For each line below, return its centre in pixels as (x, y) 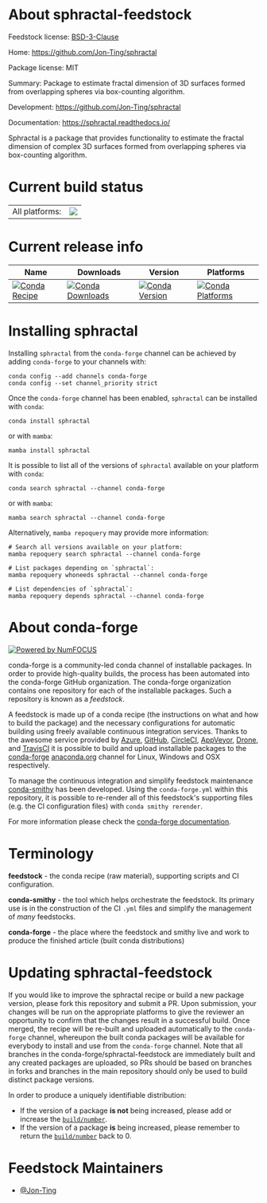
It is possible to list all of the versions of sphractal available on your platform (133, 465)
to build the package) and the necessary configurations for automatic (122, 722)
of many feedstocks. (42, 916)
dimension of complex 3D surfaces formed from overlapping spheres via (127, 146)
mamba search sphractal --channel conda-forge (87, 517)
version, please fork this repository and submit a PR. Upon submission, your (132, 1003)
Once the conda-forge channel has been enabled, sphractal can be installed (133, 398)
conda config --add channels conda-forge (78, 376)
